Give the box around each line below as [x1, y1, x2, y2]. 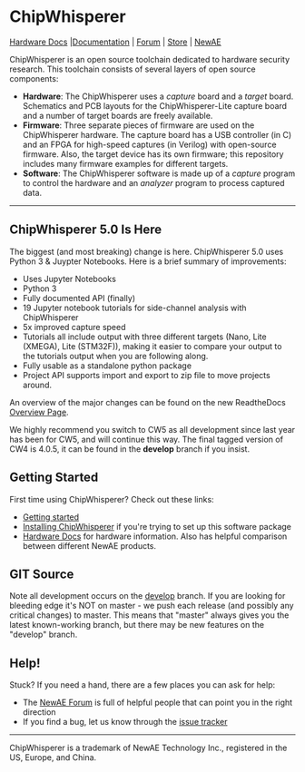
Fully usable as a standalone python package [22, 360, 192, 371]
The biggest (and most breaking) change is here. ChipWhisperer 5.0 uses [9, 246, 284, 257]
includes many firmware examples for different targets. [22, 158, 229, 169]
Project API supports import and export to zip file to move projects [22, 369, 271, 380]
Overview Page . [9, 406, 70, 417]
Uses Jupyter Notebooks [22, 273, 116, 284]
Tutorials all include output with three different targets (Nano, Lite [22, 331, 267, 342]
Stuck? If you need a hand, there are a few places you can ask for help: [9, 679, 275, 690]
